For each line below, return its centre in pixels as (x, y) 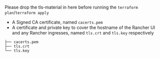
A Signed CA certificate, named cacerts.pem (57, 22)
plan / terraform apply (27, 12)
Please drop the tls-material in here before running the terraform (71, 7)
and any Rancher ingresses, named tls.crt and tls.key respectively (83, 33)
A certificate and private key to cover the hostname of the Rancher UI (83, 27)
